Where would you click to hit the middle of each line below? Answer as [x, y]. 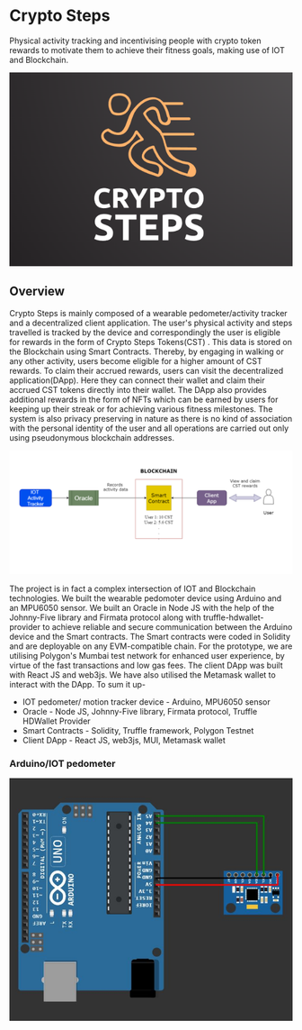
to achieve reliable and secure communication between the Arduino [167, 627]
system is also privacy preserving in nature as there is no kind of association [151, 418]
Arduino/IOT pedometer [62, 764]
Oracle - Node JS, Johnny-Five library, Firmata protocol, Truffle [140, 712]
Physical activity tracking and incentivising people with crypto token [136, 41]
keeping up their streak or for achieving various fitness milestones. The [141, 409]
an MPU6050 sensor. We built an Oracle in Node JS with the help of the [142, 608]
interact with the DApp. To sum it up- [78, 685]
